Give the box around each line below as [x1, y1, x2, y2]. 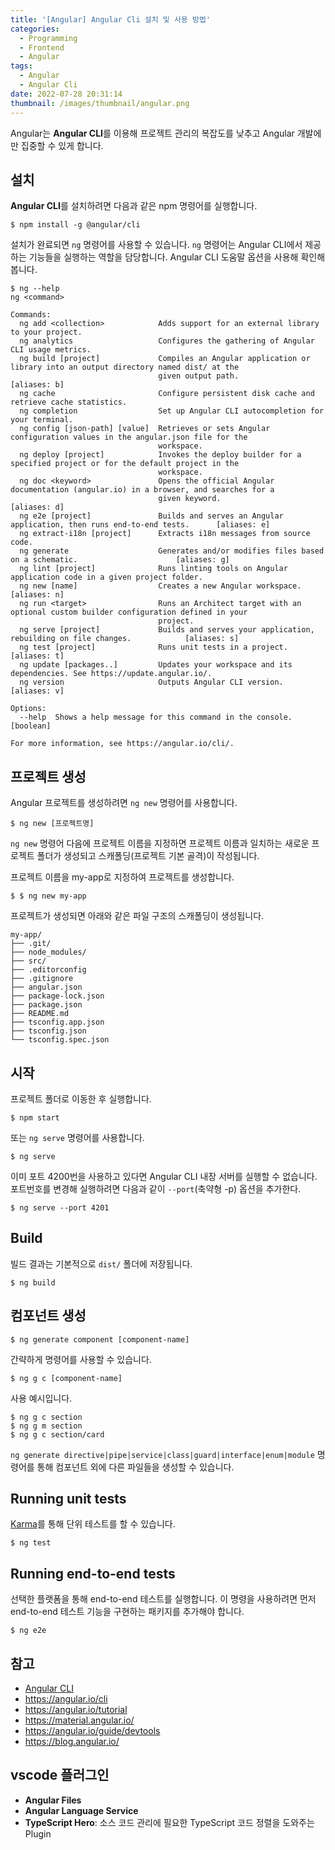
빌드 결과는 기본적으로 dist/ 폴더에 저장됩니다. [10, 1257, 193, 1270]
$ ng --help [10, 284, 60, 294]
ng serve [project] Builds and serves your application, [19, 625, 315, 635]
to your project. [10, 327, 83, 338]
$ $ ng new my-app [10, 891, 87, 901]
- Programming [19, 33, 78, 43]
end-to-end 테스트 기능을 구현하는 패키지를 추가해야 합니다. [10, 1606, 245, 1618]
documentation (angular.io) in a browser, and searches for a [10, 485, 275, 495]
